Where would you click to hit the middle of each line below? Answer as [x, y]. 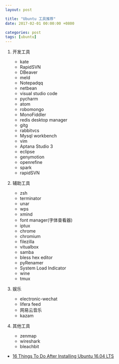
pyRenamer [32, 263]
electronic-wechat [39, 299]
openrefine [31, 162]
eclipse [27, 152]
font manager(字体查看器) [46, 220]
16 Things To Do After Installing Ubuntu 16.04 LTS [63, 356]
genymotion [32, 157]
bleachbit [29, 347]
